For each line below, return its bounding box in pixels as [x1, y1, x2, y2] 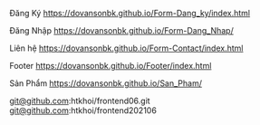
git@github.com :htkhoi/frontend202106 [9, 105, 157, 116]
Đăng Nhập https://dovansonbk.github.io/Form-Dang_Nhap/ [9, 25, 234, 35]
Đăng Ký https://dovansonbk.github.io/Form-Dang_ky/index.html [9, 8, 251, 18]
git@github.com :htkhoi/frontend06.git [9, 95, 151, 106]
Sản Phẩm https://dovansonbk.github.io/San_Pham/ [9, 78, 202, 89]
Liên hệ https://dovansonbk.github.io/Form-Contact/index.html [9, 43, 244, 53]
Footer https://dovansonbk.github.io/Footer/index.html [9, 61, 212, 71]
